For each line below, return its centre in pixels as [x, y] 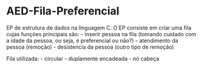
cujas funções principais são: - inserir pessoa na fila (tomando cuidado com [101, 34]
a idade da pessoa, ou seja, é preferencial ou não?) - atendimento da [93, 40]
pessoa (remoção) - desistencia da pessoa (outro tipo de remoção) [90, 47]
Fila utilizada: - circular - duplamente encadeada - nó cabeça [83, 58]
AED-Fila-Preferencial [63, 11]
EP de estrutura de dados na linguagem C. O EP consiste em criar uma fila [99, 28]
